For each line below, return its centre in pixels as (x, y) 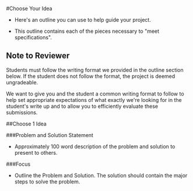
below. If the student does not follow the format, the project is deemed (91, 76)
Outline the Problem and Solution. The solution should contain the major (101, 175)
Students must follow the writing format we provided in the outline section (95, 70)
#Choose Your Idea (29, 8)
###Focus (18, 164)
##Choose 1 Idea (26, 124)
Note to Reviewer (38, 56)
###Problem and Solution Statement (50, 135)
